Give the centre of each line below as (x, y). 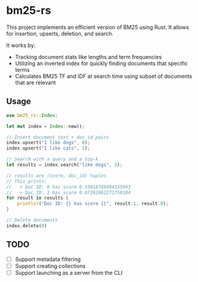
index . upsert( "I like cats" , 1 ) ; (48, 148)
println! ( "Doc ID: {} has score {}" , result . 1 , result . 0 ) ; (93, 204)
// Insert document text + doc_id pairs (58, 137)
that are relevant (35, 83)
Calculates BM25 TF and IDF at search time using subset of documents (104, 76)
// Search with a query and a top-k (52, 159)
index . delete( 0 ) (27, 226)
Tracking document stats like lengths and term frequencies (88, 57)
